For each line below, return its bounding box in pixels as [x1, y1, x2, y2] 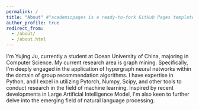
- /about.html [11, 36, 46, 42]
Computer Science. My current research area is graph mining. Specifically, [6, 59, 188, 66]
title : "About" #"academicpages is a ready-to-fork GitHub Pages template [6, 14, 195, 20]
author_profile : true [6, 20, 60, 26]
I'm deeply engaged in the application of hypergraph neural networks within [6, 65, 191, 72]
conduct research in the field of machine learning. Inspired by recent [6, 84, 174, 91]
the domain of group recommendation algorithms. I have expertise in [6, 72, 174, 78]
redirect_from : [6, 25, 44, 32]
